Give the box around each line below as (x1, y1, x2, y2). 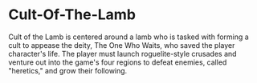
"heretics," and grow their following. (8, 65, 128, 75)
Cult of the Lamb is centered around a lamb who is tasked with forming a (8, 32, 249, 41)
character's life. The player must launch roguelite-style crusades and (8, 49, 237, 58)
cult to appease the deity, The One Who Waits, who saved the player (8, 40, 235, 49)
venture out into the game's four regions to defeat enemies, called (8, 57, 227, 67)
